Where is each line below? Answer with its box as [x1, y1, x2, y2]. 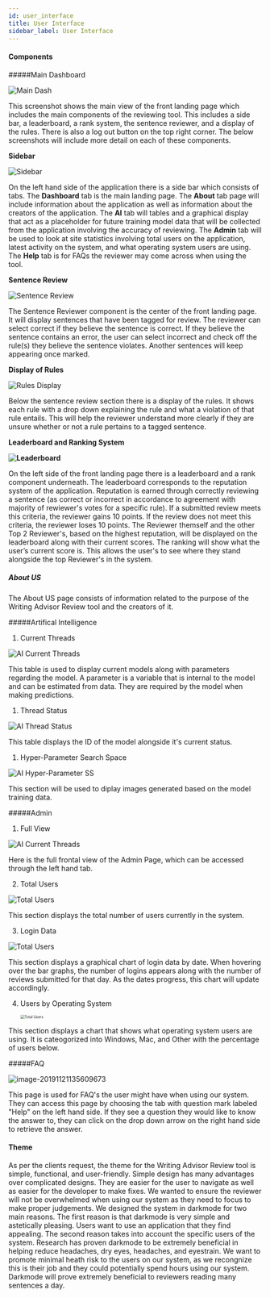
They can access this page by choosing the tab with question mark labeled [8, 1098, 258, 1108]
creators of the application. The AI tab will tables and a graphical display [8, 207, 249, 218]
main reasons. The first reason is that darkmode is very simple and [8, 1212, 231, 1221]
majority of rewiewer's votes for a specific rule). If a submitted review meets [8, 503, 262, 512]
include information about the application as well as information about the [8, 199, 253, 209]
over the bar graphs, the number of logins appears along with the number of [8, 966, 262, 975]
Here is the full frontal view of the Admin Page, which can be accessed [8, 854, 244, 864]
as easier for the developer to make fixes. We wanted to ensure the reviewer [8, 1186, 262, 1196]
